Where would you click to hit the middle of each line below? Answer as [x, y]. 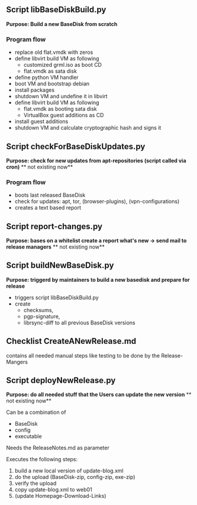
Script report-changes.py [54, 226]
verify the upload [35, 483]
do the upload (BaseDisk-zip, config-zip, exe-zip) [75, 477]
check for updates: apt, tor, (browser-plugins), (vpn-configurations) [97, 201]
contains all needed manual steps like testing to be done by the [83, 355]
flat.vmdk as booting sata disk [60, 109]
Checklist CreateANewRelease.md [71, 341]
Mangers [17, 362]
